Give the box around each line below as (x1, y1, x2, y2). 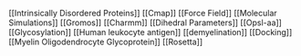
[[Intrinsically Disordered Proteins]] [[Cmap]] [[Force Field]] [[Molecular (8, 8, 277, 18)
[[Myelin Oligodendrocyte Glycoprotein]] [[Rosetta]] (8, 36, 203, 47)
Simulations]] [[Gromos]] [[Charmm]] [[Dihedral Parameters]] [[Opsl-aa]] (8, 17, 282, 28)
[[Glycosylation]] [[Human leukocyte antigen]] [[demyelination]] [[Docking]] (8, 27, 293, 37)
